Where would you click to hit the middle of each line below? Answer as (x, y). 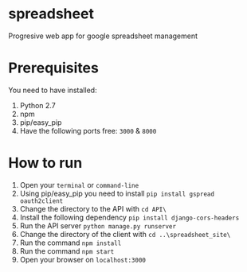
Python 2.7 (37, 105)
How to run (45, 163)
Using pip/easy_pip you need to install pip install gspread (117, 193)
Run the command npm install (71, 243)
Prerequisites (54, 68)
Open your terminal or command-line (79, 185)
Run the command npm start (67, 251)
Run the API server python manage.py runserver (98, 225)
